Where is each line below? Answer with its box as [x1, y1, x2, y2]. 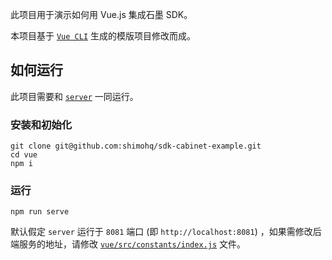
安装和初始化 [10, 118, 73, 132]
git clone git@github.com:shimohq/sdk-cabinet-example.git [10, 141, 262, 152]
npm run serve [10, 207, 70, 217]
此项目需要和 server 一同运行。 [10, 90, 139, 102]
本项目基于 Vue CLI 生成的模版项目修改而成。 [10, 30, 196, 42]
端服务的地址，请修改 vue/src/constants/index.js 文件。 [10, 238, 247, 250]
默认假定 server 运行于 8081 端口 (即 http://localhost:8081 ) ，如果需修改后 [10, 226, 322, 238]
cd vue [10, 150, 38, 160]
